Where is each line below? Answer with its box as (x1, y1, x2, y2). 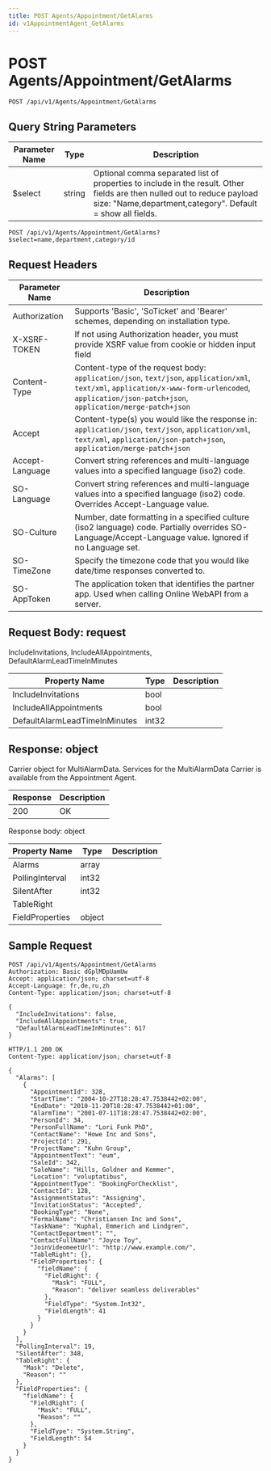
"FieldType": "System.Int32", (44, 1300, 147, 1308)
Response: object (8, 743, 98, 757)
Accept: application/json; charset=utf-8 (8, 975, 150, 983)
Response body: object (8, 826, 85, 836)
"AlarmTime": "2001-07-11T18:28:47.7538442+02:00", (29, 1109, 207, 1117)
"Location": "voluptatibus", (29, 1173, 128, 1181)
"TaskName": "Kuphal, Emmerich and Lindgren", (29, 1222, 190, 1230)
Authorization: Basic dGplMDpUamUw (8, 967, 128, 976)
